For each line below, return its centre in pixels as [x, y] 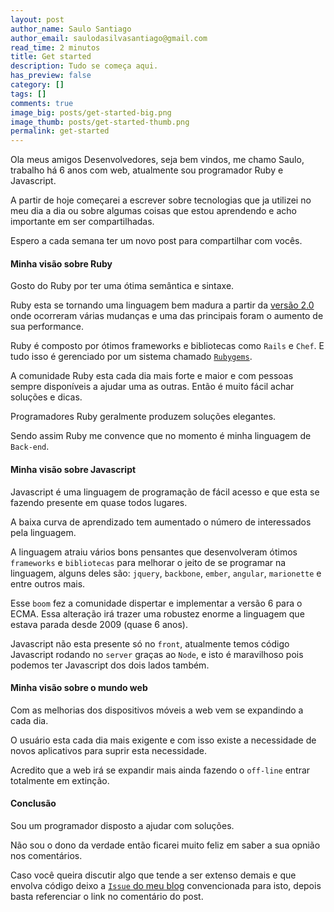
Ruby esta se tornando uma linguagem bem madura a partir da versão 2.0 [162, 305]
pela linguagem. [43, 532]
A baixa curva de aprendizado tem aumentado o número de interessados [161, 522]
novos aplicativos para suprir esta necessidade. [109, 750]
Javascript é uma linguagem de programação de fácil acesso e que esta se [165, 492]
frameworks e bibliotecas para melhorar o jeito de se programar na [148, 562]
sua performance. [47, 327]
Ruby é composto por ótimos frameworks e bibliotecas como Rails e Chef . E [167, 346]
